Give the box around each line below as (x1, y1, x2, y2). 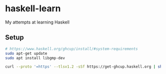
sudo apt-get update (5, 51, 48, 56)
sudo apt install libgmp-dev (5, 55, 65, 60)
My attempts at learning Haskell (5, 19, 70, 25)
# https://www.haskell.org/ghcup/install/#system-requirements (5, 46, 138, 51)
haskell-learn (5, 3, 61, 14)
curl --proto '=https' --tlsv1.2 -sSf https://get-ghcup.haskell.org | (5, 64, 156, 69)
